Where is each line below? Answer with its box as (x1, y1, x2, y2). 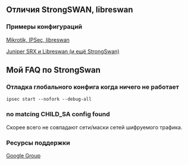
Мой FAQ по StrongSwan (6, 65, 101, 75)
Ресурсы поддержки (6, 138, 70, 147)
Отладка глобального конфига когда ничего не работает (6, 83, 180, 91)
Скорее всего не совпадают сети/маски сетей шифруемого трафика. (6, 123, 183, 130)
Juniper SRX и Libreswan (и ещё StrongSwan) (6, 48, 120, 55)
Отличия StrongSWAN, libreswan (6, 5, 133, 15)
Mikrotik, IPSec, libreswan (6, 36, 70, 43)
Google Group (6, 152, 41, 159)
